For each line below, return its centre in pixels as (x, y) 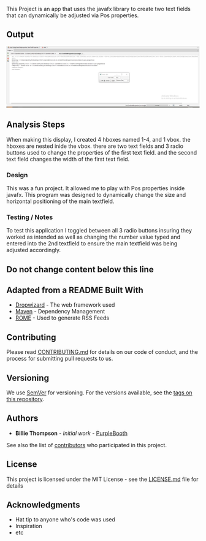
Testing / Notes (30, 217)
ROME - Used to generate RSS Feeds (62, 318)
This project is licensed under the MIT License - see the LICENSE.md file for (102, 479)
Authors (22, 419)
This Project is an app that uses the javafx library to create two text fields (99, 9)
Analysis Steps (36, 125)
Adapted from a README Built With (75, 290)
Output (20, 35)
